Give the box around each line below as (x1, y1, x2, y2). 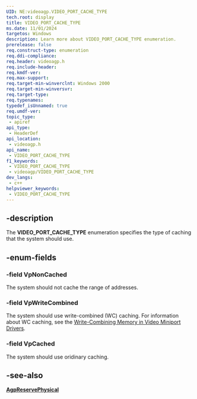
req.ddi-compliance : (6, 53, 58, 59)
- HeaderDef (8, 130, 39, 137)
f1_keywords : (6, 158, 39, 164)
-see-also (6, 370, 43, 381)
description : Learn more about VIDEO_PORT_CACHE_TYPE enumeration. (6, 36, 177, 42)
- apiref (8, 120, 31, 125)
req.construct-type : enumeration (6, 48, 89, 54)
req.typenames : (6, 97, 44, 103)
